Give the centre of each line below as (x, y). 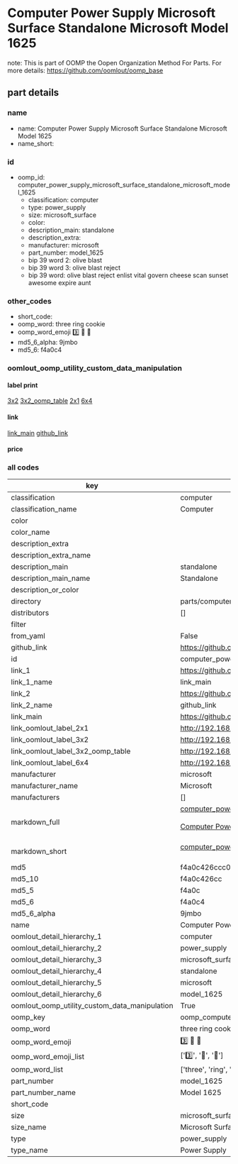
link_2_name (32, 705)
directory (26, 602)
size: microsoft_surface (62, 215)
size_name (29, 1127)
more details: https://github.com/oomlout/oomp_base (85, 70)
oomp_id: (31, 177)
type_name (29, 1151)
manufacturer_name (45, 786)
